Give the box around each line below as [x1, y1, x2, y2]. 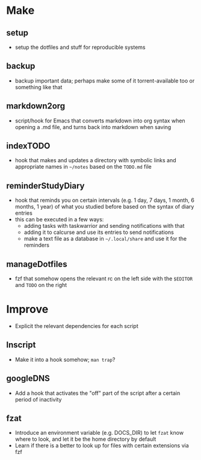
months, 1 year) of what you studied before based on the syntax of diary [14, 203, 194, 210]
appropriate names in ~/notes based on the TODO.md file [14, 163, 152, 171]
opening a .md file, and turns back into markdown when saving [14, 123, 172, 130]
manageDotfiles [6, 259, 67, 269]
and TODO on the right [14, 282, 67, 289]
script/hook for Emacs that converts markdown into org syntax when [14, 117, 185, 124]
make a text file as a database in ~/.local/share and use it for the [23, 235, 187, 242]
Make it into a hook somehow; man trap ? [14, 356, 116, 363]
